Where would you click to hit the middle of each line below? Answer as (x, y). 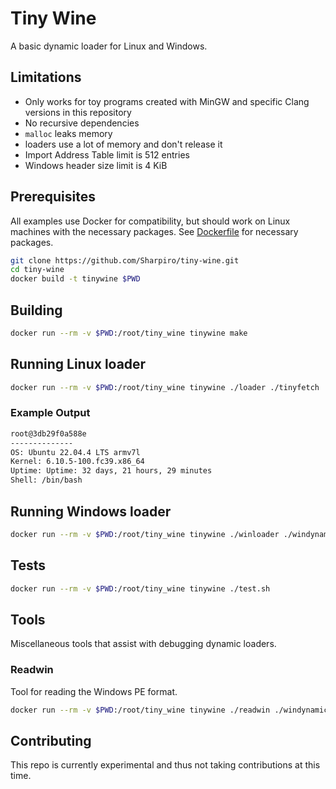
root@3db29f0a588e (48, 433)
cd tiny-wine (37, 270)
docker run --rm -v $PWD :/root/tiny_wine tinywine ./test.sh (140, 588)
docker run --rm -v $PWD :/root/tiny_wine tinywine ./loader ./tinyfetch (165, 387)
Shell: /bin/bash (46, 480)
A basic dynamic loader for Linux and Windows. (109, 46)
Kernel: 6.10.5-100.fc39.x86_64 (77, 462)
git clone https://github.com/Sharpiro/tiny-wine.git (125, 260)
